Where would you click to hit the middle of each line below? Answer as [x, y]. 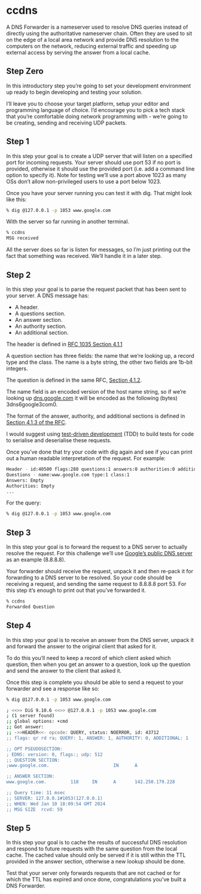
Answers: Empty [25, 480]
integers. [17, 368]
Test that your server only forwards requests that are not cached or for [93, 873]
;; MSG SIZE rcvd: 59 [34, 809]
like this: [16, 199]
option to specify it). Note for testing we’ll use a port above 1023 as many [96, 175]
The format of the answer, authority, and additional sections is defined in [96, 416]
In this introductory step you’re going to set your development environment [99, 86]
